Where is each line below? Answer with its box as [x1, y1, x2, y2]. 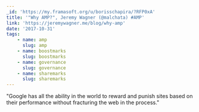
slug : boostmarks [22, 54, 67, 60]
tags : [6, 31, 20, 37]
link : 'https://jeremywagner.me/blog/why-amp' [6, 20, 126, 26]
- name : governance [17, 59, 67, 65]
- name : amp [17, 37, 47, 43]
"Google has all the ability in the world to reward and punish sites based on [6, 93, 194, 100]
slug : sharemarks [22, 76, 67, 82]
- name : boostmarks [17, 48, 67, 54]
